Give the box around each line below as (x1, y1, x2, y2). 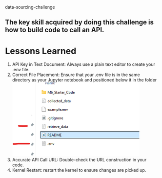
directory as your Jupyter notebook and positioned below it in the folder (12, 77, 157, 83)
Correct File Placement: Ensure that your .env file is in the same (12, 72, 140, 78)
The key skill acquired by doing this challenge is (5, 18, 154, 26)
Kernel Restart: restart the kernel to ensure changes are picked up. (12, 167, 146, 173)
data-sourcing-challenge (5, 4, 55, 10)
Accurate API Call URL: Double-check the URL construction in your (12, 157, 147, 163)
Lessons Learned (5, 45, 77, 57)
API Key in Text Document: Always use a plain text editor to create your (12, 61, 155, 67)
